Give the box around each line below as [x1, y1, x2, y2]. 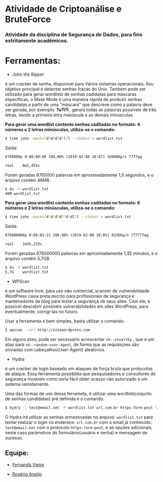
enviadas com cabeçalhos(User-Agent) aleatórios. [5, 346, 106, 352]
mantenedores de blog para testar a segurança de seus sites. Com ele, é [5, 298, 150, 304]
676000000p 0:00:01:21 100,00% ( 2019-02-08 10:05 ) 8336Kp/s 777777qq [5, 233, 149, 238]
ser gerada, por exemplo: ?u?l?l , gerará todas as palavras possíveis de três [5, 107, 157, 113]
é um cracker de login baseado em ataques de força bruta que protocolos [5, 365, 153, 371]
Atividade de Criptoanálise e [5, 3, 122, 15]
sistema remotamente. [5, 381, 50, 387]
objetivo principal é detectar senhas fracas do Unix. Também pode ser [5, 86, 146, 92]
